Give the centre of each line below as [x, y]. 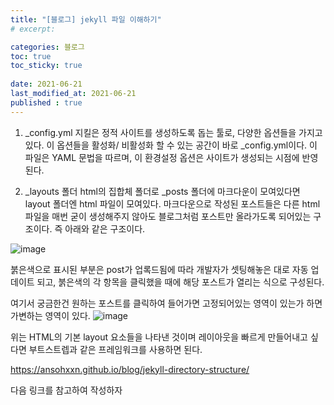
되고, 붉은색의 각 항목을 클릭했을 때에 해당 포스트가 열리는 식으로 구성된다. [180, 282]
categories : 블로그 [47, 47]
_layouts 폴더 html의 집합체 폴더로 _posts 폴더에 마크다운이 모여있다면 [162, 191]
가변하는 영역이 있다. [50, 315]
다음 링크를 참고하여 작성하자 [66, 390]
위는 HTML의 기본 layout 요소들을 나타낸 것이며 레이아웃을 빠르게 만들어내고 [159, 337]
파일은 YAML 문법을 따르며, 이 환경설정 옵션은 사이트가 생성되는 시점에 [162, 157]
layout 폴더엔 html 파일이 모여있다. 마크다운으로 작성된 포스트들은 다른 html [172, 203]
